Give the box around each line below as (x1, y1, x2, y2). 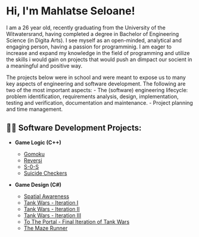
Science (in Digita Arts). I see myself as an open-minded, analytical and (6, 37, 182, 44)
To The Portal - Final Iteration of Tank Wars (23, 218, 130, 225)
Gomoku (23, 150, 45, 157)
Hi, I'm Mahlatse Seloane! (6, 4, 135, 18)
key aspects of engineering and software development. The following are (6, 80, 186, 87)
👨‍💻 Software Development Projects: (6, 123, 142, 133)
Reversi (23, 157, 43, 164)
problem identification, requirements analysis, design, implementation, (6, 93, 179, 100)
